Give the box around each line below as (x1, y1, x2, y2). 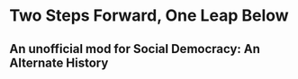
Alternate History (9, 55, 109, 70)
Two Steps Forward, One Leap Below (9, 5, 290, 26)
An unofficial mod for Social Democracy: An (9, 41, 261, 57)
